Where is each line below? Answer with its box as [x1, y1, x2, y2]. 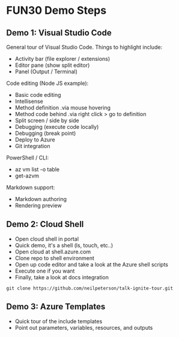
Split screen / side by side [14, 117, 79, 124]
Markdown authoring [14, 196, 67, 202]
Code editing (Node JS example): [6, 79, 89, 87]
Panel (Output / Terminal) [14, 68, 78, 75]
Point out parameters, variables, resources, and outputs [14, 324, 153, 331]
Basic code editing [14, 91, 61, 98]
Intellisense [14, 97, 43, 105]
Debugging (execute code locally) [14, 123, 99, 130]
